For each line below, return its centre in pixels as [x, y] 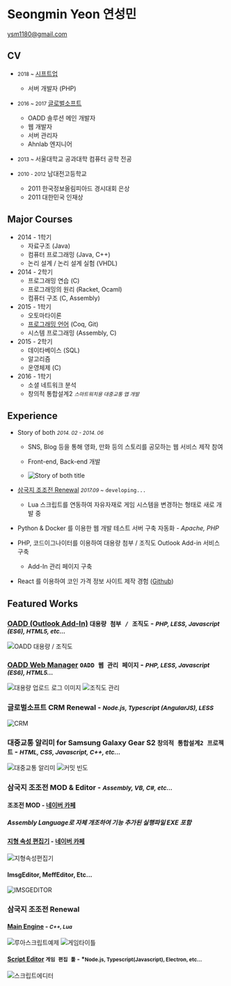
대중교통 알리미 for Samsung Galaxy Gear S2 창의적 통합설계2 [105, 742]
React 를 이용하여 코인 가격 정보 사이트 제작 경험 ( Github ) [95, 581]
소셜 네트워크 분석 [52, 385]
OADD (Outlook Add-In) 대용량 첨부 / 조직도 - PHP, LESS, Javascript [114, 623]
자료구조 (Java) [49, 246]
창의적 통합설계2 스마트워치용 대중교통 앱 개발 [83, 393]
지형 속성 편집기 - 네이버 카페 [46, 841]
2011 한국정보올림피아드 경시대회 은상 [79, 188]
